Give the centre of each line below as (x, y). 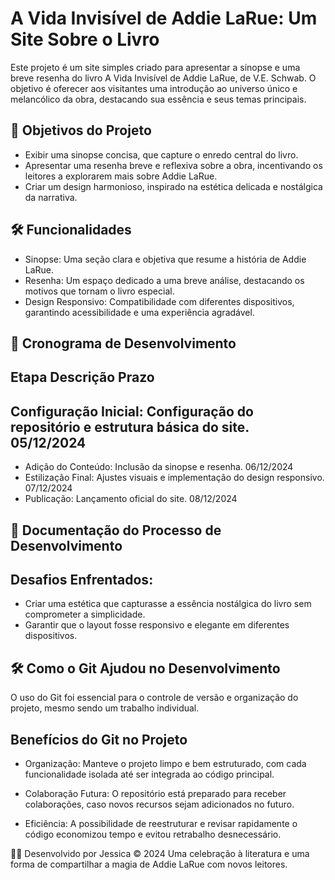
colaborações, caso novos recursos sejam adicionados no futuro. (159, 804)
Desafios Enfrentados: (82, 579)
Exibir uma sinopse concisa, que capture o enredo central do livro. (161, 154)
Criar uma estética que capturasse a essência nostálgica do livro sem (168, 604)
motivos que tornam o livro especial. (99, 291)
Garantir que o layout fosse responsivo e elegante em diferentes (157, 625)
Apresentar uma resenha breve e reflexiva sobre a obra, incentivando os (173, 165)
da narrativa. (51, 197)
